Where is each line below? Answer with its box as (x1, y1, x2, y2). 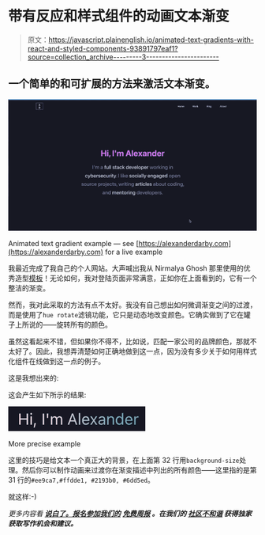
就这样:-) (8, 491, 37, 501)
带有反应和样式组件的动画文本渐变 (8, 7, 230, 25)
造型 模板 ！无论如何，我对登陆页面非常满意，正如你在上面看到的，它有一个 (14, 273, 257, 283)
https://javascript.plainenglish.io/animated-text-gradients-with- (48, 35, 254, 44)
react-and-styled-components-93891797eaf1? (27, 44, 179, 53)
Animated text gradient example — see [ (8, 238, 140, 248)
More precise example (8, 438, 81, 448)
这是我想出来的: (8, 373, 59, 382)
